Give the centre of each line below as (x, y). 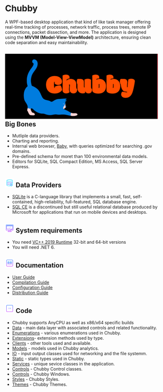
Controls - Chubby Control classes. (47, 369)
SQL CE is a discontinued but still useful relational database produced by (85, 207)
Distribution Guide (30, 292)
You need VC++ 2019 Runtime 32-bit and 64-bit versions (69, 242)
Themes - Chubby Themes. (40, 384)
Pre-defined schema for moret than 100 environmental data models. (80, 157)
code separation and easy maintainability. (47, 42)
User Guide (23, 277)
